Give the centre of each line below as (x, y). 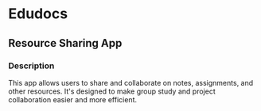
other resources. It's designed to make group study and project (112, 91)
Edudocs (38, 14)
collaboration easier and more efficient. (73, 99)
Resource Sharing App (65, 43)
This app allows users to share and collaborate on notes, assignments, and (131, 82)
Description (31, 66)
